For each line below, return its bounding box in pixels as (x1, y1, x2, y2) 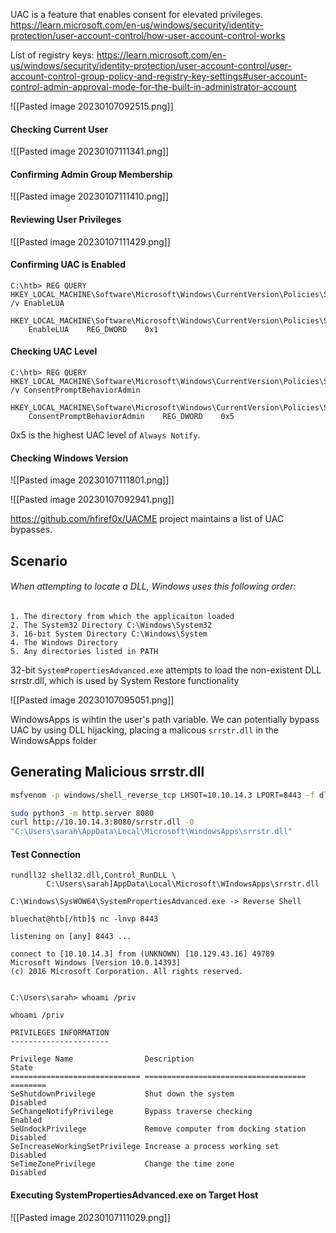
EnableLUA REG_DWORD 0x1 (28, 324, 159, 334)
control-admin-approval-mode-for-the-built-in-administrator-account (10, 81, 297, 93)
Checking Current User (10, 123, 109, 135)
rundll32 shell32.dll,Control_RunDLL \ (10, 870, 177, 881)
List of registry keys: (10, 49, 95, 61)
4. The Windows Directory (10, 637, 118, 648)
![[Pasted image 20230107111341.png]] (10, 145, 170, 158)
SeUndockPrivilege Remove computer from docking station (10, 1124, 307, 1134)
